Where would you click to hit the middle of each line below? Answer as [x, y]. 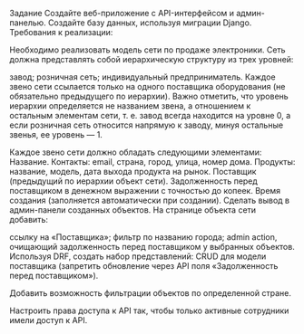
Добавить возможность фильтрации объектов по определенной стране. [151, 293]
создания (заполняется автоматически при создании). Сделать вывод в [150, 200]
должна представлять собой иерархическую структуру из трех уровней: [152, 59]
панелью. [28, 23]
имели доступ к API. [49, 320]
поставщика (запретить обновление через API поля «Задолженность [144, 266]
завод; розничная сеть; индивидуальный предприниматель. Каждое [142, 77]
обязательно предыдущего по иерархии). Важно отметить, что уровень [149, 96]
